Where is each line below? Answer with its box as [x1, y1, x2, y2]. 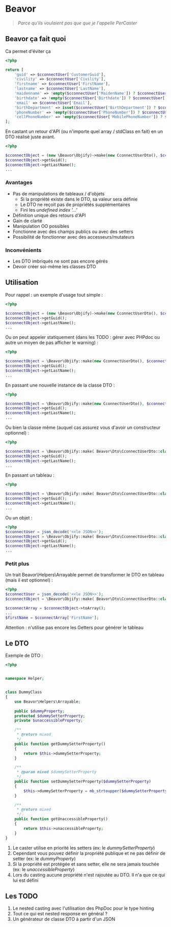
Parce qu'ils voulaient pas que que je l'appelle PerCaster [17, 20, 137, 26]
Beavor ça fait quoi [5, 35, 66, 43]
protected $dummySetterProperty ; [14, 713, 85, 718]
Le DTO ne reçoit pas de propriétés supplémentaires [20, 201, 131, 208]
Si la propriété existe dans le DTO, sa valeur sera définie [20, 196, 138, 202]
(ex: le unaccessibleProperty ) [12, 866, 75, 873]
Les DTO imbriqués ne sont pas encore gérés [12, 258, 108, 265]
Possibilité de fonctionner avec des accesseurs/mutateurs [12, 234, 135, 240]
